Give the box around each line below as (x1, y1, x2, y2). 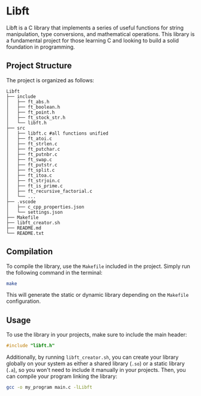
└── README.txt (6, 230, 44, 236)
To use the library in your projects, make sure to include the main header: (6, 331, 187, 338)
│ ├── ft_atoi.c (6, 135, 52, 142)
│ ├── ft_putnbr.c (6, 151, 58, 157)
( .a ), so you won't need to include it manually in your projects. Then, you (6, 367, 186, 374)
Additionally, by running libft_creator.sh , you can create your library (6, 353, 179, 361)
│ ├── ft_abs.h (6, 99, 50, 105)
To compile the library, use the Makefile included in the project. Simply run (6, 263, 191, 270)
